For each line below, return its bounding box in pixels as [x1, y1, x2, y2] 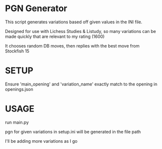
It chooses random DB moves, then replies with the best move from [5, 43, 140, 49]
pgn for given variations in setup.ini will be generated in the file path [5, 129, 141, 134]
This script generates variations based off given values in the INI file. [5, 19, 143, 25]
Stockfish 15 [5, 48, 30, 54]
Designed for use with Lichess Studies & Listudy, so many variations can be [5, 28, 156, 34]
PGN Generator [5, 3, 67, 14]
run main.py [5, 119, 29, 125]
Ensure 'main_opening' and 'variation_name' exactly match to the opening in [5, 81, 158, 87]
